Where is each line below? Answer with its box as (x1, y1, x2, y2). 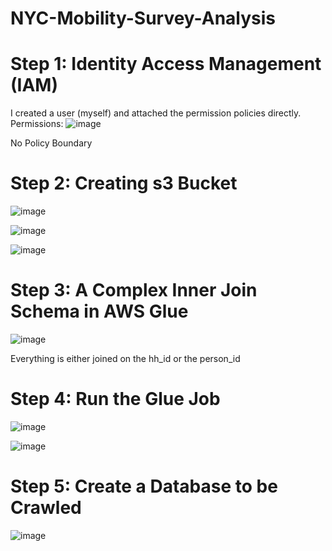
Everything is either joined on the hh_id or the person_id (10, 353, 241, 364)
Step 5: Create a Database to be (10, 475, 278, 498)
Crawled (10, 497, 82, 519)
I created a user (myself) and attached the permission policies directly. (10, 107, 302, 119)
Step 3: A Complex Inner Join (10, 279, 258, 302)
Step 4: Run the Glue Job (10, 388, 221, 411)
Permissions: (10, 118, 64, 130)
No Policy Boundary (10, 137, 93, 149)
